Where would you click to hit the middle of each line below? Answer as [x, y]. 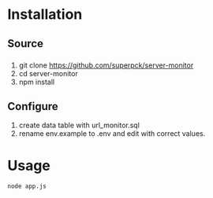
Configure [33, 106]
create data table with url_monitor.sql [79, 125]
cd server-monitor [48, 73]
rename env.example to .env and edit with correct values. [112, 134]
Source [26, 44]
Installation [45, 15]
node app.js [27, 186]
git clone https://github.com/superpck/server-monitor [106, 65]
